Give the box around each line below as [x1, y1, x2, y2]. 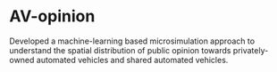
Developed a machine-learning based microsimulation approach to [9, 36, 256, 46]
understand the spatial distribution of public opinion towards [9, 44, 231, 55]
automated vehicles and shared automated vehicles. [36, 54, 229, 65]
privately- [232, 44, 269, 55]
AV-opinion [9, 6, 96, 27]
